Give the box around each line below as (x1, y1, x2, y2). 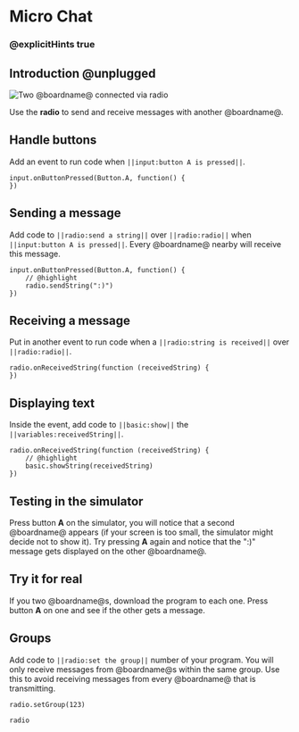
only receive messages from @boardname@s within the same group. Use (9, 663, 280, 675)
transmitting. (9, 683, 56, 694)
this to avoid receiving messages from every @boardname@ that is (9, 673, 256, 684)
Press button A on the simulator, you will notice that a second (9, 517, 235, 528)
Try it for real (9, 571, 83, 586)
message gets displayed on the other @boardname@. (9, 545, 207, 556)
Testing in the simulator (9, 494, 144, 509)
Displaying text (9, 395, 96, 411)
